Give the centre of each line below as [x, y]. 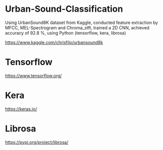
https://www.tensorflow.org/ [33, 75]
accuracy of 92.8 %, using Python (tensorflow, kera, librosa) [66, 33]
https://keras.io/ [21, 109]
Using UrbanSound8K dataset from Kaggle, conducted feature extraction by [81, 22]
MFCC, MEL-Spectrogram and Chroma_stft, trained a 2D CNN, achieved [77, 27]
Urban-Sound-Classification [64, 9]
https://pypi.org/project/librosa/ [37, 142]
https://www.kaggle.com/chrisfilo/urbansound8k [54, 42]
